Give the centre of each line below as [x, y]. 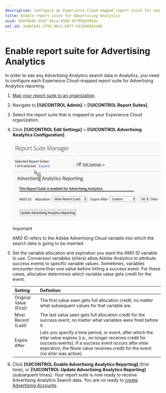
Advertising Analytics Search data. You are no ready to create [75, 380]
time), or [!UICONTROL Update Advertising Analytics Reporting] [79, 370]
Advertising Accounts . [35, 386]
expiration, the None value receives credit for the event [96, 348]
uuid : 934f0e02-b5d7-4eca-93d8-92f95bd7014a [52, 21]
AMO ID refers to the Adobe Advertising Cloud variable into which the [83, 238]
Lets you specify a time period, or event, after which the [97, 332]
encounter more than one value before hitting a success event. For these [86, 269]
